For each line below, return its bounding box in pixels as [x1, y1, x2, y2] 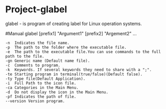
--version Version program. [5, 98, 65, 103]
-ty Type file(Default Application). [5, 76, 86, 81]
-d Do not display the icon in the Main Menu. [5, 90, 109, 95]
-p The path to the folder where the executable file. [5, 45, 127, 50]
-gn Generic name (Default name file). [5, 58, 90, 63]
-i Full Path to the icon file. [5, 80, 77, 85]
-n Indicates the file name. [5, 40, 70, 46]
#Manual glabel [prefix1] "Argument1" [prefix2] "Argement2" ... [5, 30, 137, 36]
